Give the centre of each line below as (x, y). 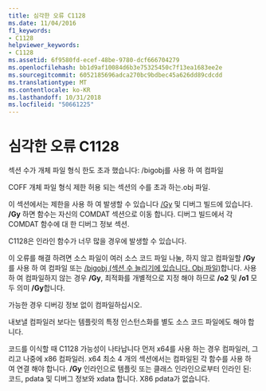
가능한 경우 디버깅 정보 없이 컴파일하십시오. (75, 305)
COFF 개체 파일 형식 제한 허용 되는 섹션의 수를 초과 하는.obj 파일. (110, 188)
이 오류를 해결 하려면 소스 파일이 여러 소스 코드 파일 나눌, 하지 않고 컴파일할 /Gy (132, 258)
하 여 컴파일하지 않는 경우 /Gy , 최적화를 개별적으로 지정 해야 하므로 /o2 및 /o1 (129, 278)
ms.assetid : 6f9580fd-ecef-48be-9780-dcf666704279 (94, 61)
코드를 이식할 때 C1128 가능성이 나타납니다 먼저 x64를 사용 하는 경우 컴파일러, (129, 349)
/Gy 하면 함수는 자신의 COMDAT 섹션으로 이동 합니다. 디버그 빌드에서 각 (121, 214)
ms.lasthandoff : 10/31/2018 (55, 97)
